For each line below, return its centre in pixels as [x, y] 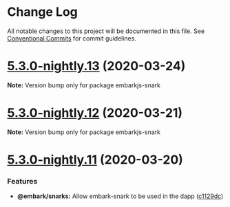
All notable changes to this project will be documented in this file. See [106, 31]
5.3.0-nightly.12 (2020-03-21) [95, 113]
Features [22, 181]
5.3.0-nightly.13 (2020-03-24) [96, 66]
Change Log [42, 12]
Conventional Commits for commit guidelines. [72, 38]
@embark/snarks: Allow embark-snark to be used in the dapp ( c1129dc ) [120, 196]
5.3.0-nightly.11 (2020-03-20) [95, 160]
